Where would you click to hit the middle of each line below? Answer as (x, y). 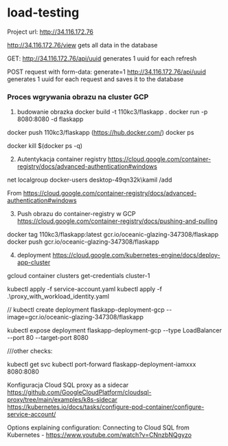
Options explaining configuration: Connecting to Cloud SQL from (99, 427)
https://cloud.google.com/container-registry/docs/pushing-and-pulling (117, 221)
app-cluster (34, 262)
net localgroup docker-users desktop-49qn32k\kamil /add (90, 180)
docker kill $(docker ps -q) (45, 146)
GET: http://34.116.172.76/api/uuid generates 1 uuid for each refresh (102, 58)
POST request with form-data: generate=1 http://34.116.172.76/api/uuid (106, 72)
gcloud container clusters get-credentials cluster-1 (79, 276)
